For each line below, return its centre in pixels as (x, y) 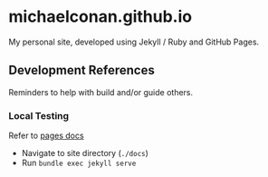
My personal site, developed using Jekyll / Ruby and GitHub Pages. (134, 42)
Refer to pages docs (46, 136)
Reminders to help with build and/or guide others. (101, 92)
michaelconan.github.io (100, 17)
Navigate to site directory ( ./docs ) (85, 153)
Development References (81, 70)
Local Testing (39, 115)
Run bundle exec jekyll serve (79, 163)
